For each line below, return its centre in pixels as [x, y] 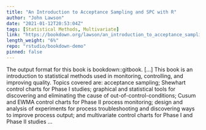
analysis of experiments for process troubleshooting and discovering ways [101, 109]
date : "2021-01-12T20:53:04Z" [45, 23]
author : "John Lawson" [35, 18]
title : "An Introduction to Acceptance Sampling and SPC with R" [91, 12]
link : [13, 35]
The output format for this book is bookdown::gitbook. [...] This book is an [100, 69]
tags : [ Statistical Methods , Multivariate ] [63, 29]
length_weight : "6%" [33, 40]
